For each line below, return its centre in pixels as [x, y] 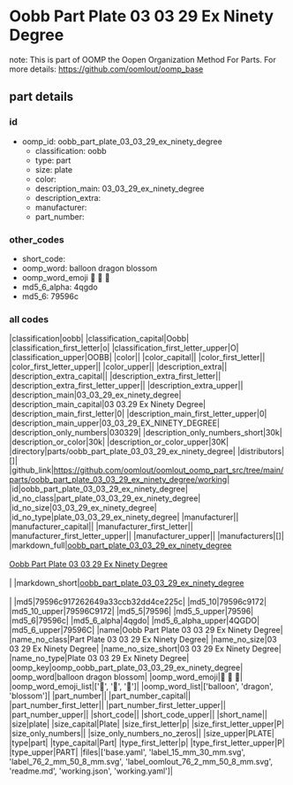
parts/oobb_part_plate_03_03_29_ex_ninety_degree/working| [120, 480]
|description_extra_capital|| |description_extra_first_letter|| [115, 376]
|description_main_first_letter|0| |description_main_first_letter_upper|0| [138, 414]
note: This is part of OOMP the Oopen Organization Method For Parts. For [143, 59]
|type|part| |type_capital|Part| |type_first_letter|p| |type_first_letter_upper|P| [147, 743]
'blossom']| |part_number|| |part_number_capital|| [100, 696]
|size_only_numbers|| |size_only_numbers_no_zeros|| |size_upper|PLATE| [142, 734]
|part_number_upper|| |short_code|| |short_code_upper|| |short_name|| [138, 715]
